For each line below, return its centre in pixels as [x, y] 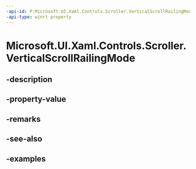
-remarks [23, 119]
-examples [26, 159]
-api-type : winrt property [39, 17]
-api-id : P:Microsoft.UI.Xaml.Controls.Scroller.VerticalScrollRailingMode [100, 11]
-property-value [36, 99]
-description [29, 80]
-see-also [24, 139]
